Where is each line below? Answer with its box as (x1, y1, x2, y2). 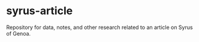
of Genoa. (6, 30, 31, 37)
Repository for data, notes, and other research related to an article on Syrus (6, 24, 193, 31)
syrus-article (6, 4, 73, 18)
